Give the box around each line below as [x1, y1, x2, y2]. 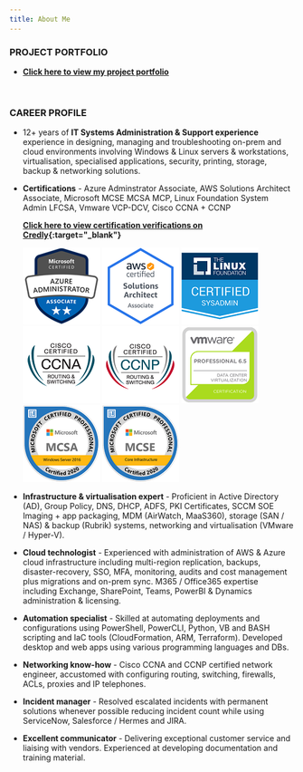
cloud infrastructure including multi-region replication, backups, [22, 557, 260, 568]
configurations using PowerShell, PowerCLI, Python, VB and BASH [22, 622, 270, 633]
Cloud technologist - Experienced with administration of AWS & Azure [22, 547, 286, 558]
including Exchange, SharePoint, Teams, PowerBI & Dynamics [22, 585, 253, 597]
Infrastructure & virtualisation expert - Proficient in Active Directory [22, 491, 279, 502]
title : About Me [9, 14, 71, 24]
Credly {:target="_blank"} [22, 229, 122, 240]
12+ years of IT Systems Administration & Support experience [22, 127, 260, 138]
